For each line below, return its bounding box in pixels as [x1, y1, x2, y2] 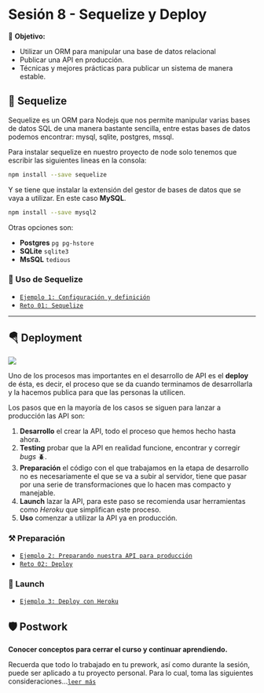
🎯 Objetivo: [8, 31, 46, 41]
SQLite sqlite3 [19, 246, 69, 256]
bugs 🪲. [19, 451, 47, 461]
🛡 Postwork [8, 620, 68, 633]
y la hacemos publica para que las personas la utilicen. [8, 387, 186, 397]
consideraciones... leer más [8, 677, 97, 686]
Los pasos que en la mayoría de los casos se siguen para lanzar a [8, 403, 222, 412]
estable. [19, 71, 46, 81]
